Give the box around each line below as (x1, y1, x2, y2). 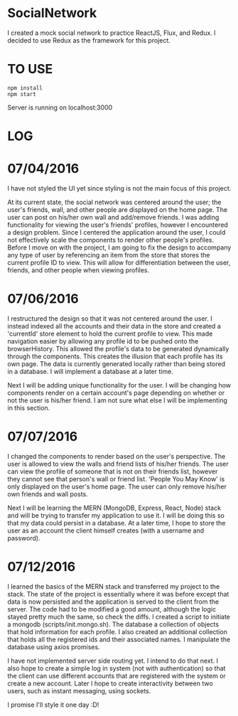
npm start (7, 90, 37, 97)
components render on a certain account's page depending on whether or (7, 388, 225, 397)
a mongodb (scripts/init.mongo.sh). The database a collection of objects (7, 620, 219, 629)
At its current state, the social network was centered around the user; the (7, 198, 222, 206)
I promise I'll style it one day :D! (7, 700, 99, 709)
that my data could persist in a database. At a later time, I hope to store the (7, 518, 226, 527)
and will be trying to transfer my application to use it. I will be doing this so (7, 511, 225, 520)
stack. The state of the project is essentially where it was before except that (7, 589, 229, 598)
